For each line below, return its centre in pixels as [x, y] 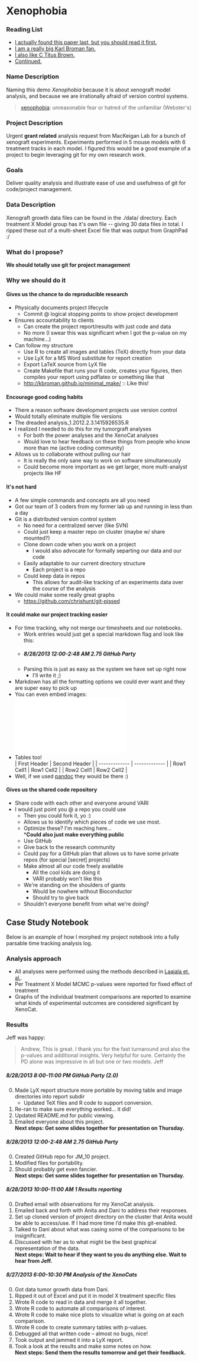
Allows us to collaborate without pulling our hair [73, 454]
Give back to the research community [69, 847]
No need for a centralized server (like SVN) [76, 525]
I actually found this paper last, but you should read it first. [86, 42]
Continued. [28, 61]
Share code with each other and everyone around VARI [82, 803]
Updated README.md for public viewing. [64, 1116]
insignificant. [30, 1236]
